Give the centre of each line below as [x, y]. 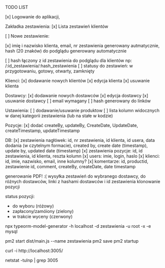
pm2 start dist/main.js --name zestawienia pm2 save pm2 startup [72, 241]
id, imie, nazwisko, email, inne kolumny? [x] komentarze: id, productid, [77, 161]
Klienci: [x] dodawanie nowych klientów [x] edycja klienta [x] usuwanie [78, 81]
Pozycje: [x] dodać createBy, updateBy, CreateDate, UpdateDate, [72, 125]
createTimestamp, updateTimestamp [43, 131]
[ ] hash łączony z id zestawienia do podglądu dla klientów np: [69, 61]
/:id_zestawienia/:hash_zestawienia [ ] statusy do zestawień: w [69, 66]
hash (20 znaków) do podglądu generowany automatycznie [66, 51]
